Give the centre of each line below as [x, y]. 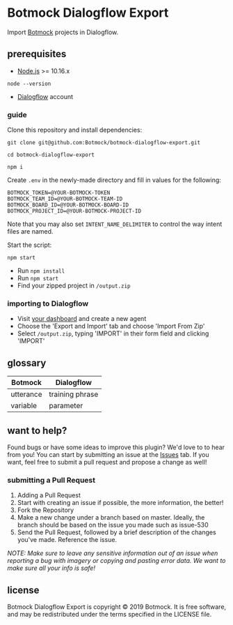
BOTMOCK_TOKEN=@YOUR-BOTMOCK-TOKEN [59, 193]
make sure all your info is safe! [51, 568]
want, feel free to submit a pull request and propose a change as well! [107, 462]
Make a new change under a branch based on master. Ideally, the [111, 518]
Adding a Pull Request [49, 495]
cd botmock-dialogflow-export [51, 155]
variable [24, 406]
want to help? [37, 430]
